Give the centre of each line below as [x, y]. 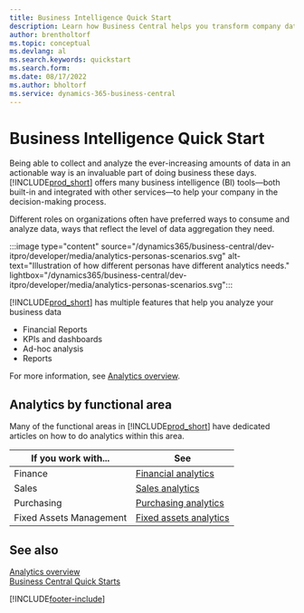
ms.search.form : [40, 69]
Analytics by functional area [90, 404]
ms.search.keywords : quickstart [70, 60]
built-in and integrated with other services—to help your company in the [144, 192]
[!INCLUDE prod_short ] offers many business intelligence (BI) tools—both [145, 183]
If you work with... [71, 458]
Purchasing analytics [180, 503]
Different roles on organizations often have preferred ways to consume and [149, 219]
